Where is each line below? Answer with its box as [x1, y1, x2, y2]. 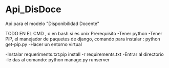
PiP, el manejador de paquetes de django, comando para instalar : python [5, 36, 160, 42]
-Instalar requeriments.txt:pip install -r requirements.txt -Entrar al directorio [5, 51, 164, 57]
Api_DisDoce [5, 4, 61, 15]
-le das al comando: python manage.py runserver [5, 56, 110, 62]
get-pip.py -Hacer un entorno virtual [5, 41, 82, 47]
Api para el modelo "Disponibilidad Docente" [5, 20, 100, 27]
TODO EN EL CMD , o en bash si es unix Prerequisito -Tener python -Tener [5, 30, 163, 36]
